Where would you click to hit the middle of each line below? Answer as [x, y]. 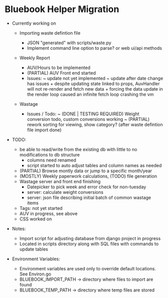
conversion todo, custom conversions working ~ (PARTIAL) [88, 119]
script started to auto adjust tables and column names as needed [94, 165]
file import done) [44, 130]
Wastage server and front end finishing [60, 181]
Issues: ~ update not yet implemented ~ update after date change [95, 78]
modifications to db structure [50, 155]
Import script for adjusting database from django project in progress [90, 238]
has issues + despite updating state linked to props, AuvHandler [93, 84]
